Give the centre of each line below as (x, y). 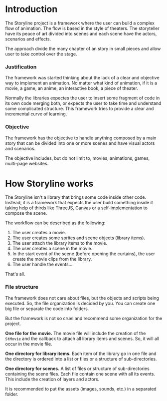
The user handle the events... (42, 264)
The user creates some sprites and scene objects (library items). (79, 238)
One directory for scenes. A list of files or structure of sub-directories (77, 369)
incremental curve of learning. (36, 114)
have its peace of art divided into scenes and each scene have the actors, (81, 33)
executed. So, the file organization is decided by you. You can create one (80, 303)
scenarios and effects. (28, 39)
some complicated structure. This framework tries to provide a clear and (80, 109)
